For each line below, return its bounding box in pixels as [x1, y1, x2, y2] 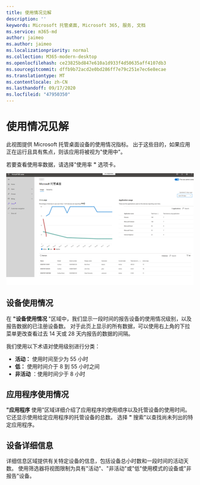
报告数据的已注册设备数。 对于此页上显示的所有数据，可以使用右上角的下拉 [6, 323, 190, 330]
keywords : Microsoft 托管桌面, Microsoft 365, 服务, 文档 [6, 22, 146, 28]
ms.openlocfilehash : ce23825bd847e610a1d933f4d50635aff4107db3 [6, 60, 167, 66]
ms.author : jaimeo [6, 41, 52, 47]
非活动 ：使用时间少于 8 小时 [14, 370, 86, 377]
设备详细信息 [6, 440, 54, 450]
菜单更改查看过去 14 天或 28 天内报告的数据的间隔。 [6, 330, 134, 337]
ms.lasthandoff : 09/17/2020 [6, 85, 76, 91]
